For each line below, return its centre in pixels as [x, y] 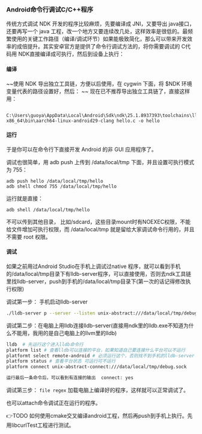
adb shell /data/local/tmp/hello [48, 209]
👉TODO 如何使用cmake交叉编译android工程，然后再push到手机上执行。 [97, 416]
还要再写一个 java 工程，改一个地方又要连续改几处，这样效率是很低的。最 [97, 31]
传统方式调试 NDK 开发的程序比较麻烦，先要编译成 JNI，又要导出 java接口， [100, 24]
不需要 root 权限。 [29, 237]
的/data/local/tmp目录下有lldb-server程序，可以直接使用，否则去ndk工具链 [99, 273]
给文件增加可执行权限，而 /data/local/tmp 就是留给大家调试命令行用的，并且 [100, 229]
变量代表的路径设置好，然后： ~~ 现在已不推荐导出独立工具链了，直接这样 [98, 91]
